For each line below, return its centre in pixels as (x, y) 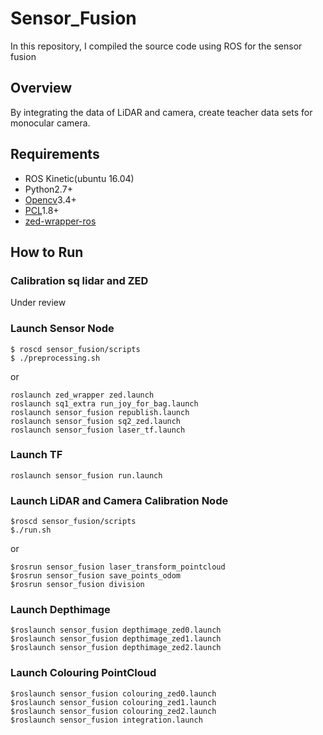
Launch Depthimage (60, 610)
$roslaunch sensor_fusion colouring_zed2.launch (113, 711)
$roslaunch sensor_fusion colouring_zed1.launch (113, 702)
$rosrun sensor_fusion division (77, 585)
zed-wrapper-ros (60, 221)
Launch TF (36, 455)
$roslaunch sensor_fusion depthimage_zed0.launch (116, 630)
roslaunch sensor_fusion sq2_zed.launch (96, 421)
